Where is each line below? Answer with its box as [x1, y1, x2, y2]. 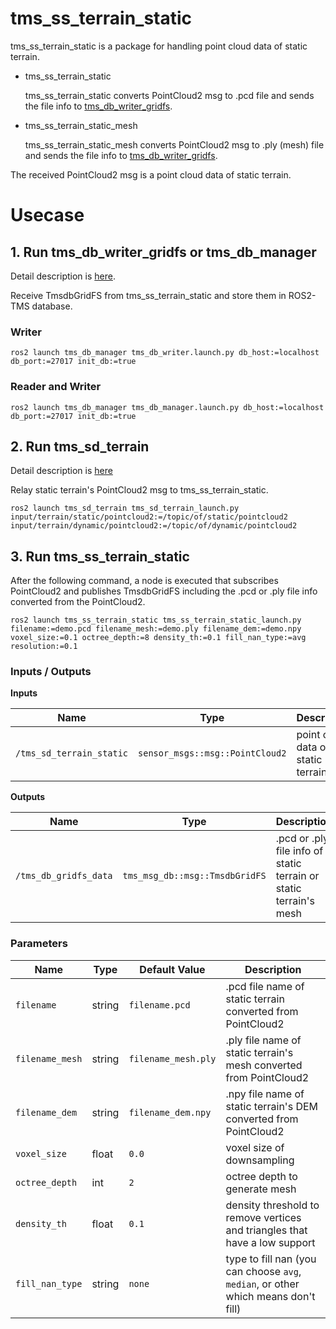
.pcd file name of [225, 979, 305, 993]
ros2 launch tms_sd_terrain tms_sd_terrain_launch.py [10, 503, 240, 514]
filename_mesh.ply [128, 1053, 217, 1064]
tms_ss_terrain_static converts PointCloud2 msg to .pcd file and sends [24, 89, 315, 101]
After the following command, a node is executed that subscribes [10, 575, 279, 587]
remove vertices [225, 1210, 302, 1224]
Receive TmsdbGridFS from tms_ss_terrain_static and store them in [10, 289, 287, 301]
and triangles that [225, 1223, 308, 1237]
